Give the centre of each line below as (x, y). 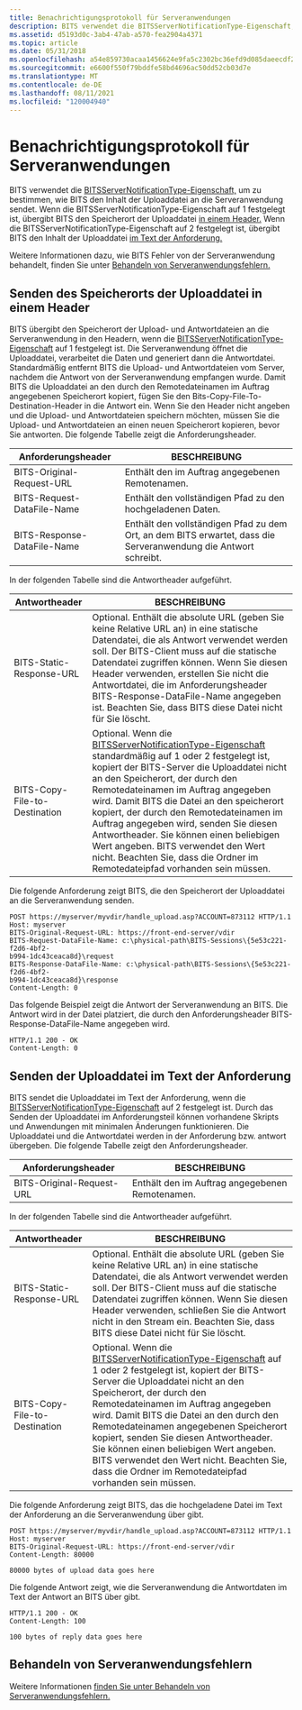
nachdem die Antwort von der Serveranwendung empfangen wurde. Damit (147, 377)
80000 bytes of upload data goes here (82, 1570)
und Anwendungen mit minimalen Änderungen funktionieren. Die (129, 1126)
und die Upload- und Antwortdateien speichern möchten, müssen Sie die (145, 416)
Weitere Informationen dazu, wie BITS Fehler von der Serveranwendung (142, 256)
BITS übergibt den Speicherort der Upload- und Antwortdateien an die (139, 329)
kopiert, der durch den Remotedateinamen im (187, 812)
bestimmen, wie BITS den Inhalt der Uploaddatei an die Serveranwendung (147, 200)
